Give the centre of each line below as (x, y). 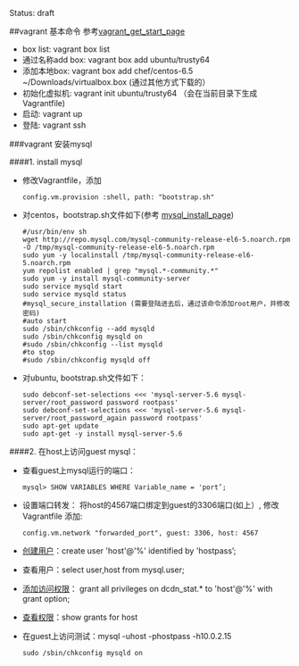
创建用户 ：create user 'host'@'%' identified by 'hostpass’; (129, 551)
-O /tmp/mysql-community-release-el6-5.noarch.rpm (118, 247)
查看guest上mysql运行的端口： (79, 470)
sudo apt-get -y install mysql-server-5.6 (102, 434)
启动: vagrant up (52, 114)
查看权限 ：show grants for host (80, 617)
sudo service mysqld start (72, 287)
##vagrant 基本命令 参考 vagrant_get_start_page (97, 31)
